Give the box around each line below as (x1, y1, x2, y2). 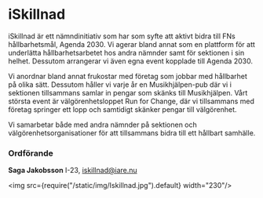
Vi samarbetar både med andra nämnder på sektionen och (8, 120, 198, 129)
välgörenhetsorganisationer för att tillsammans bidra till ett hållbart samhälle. (8, 128, 256, 138)
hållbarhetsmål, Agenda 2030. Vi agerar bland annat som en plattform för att (8, 39, 255, 49)
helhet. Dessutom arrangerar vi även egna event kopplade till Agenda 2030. (8, 56, 254, 66)
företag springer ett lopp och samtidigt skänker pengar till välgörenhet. (8, 104, 237, 114)
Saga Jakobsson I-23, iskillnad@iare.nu (8, 166, 137, 175)
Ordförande (8, 147, 53, 158)
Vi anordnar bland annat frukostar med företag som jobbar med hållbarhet (8, 71, 247, 81)
